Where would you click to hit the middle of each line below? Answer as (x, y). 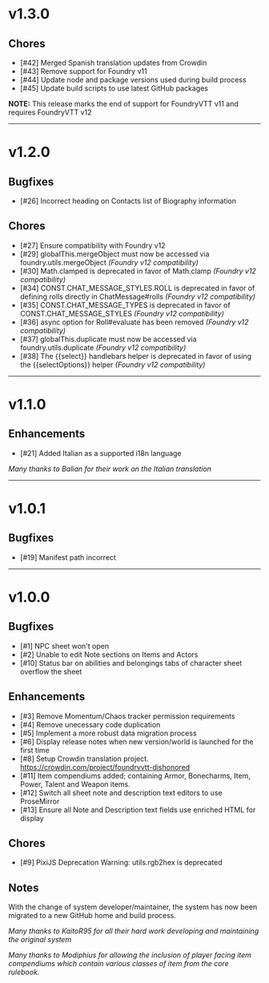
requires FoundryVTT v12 (50, 112)
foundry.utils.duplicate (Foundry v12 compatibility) (103, 347)
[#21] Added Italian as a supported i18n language (100, 453)
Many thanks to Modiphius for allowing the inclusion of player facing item (130, 955)
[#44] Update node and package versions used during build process (133, 80)
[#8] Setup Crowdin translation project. (84, 759)
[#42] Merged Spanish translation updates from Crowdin (113, 62)
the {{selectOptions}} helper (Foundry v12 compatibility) (112, 365)
